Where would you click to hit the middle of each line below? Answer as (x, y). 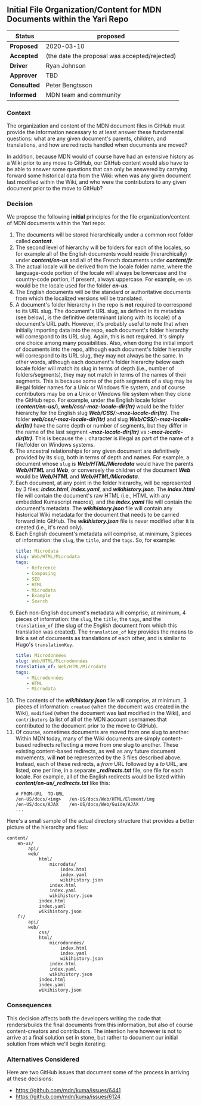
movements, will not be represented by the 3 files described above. (98, 757)
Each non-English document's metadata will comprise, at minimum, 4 (101, 613)
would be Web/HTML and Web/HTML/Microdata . (77, 477)
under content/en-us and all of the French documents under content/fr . (105, 260)
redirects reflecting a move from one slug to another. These (106, 745)
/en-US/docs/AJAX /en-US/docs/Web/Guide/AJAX (77, 805)
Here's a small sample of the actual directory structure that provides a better (101, 821)
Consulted (25, 85)
